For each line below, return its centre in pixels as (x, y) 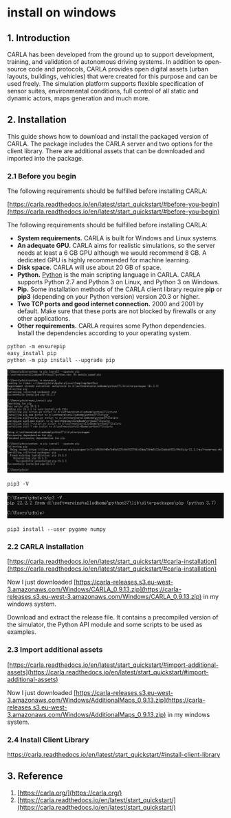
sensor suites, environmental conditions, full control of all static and (103, 91)
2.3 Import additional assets (55, 650)
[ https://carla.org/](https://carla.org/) (69, 793)
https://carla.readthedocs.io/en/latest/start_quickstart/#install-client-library (114, 755)
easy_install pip (32, 354)
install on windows (62, 13)
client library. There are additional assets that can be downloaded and (106, 151)
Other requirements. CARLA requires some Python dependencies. (111, 326)
